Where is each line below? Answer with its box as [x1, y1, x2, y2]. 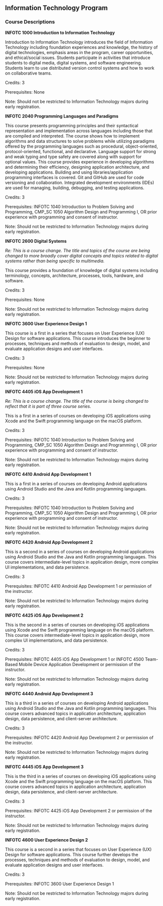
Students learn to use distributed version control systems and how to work [5, 65, 155, 71]
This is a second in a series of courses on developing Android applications [5, 549, 154, 554]
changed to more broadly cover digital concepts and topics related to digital [5, 253, 158, 258]
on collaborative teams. [5, 70, 52, 76]
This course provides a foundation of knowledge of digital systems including [5, 267, 159, 273]
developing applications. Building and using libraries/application [5, 169, 133, 175]
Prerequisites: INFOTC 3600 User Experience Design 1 [5, 881, 114, 886]
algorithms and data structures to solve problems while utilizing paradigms [5, 138, 155, 144]
